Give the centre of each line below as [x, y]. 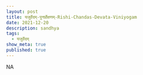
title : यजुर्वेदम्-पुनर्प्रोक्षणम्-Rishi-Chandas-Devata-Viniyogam [71, 17]
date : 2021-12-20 [27, 22]
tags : [13, 34]
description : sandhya [33, 28]
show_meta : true [26, 45]
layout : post [22, 12]
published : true [26, 50]
